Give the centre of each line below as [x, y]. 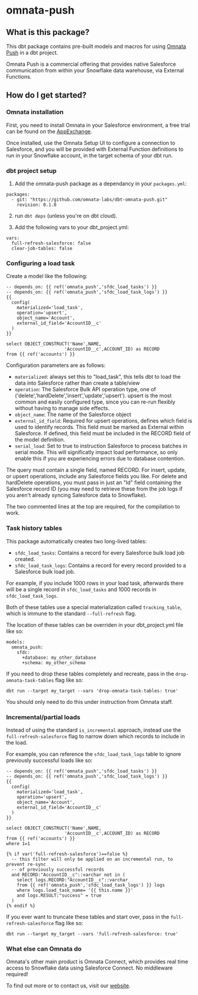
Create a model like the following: [47, 276]
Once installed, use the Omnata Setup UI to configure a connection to [91, 143]
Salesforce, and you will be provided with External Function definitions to [95, 149]
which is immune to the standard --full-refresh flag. [71, 613]
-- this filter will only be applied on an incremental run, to [92, 859]
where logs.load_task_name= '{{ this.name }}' [75, 890]
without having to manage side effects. [62, 408]
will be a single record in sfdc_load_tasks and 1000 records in [81, 589]
